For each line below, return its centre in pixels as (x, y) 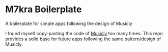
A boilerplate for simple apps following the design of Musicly (69, 23)
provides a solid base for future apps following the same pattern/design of (83, 39)
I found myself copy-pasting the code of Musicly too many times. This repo (84, 33)
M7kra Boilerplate (44, 9)
